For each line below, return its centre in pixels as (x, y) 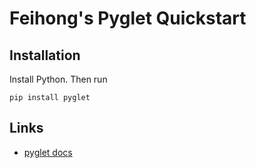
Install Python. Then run (58, 79)
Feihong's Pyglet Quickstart (128, 18)
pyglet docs (48, 152)
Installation (45, 55)
